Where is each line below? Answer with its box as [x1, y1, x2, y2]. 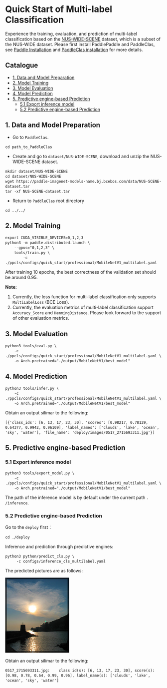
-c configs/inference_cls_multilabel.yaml [16, 559, 106, 564]
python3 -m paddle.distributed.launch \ [5, 240, 91, 246]
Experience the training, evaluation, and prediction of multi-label [5, 31, 137, 37]
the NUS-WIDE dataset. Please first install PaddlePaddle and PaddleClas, [5, 41, 155, 47]
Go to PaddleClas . [12, 134, 49, 140]
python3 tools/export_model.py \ [5, 470, 75, 476]
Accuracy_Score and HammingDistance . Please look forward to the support [12, 310, 162, 316]
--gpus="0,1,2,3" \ [14, 245, 55, 251]
